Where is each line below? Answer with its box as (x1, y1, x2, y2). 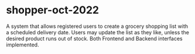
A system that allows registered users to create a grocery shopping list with (6, 23, 189, 30)
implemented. (6, 41, 39, 48)
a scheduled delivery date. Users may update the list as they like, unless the (6, 28, 189, 35)
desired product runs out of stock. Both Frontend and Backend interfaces (6, 35, 183, 42)
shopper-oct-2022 (6, 3, 100, 17)
